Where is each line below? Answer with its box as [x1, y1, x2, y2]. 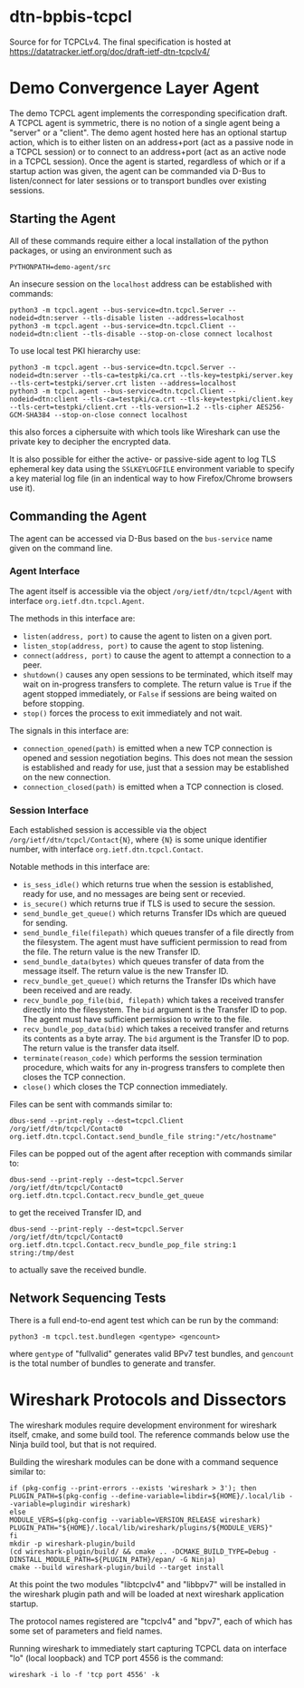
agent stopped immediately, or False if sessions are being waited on [22, 688, 278, 699]
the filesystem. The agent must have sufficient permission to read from [22, 937, 288, 948]
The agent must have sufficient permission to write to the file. [22, 1014, 252, 1025]
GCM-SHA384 [9, 410, 51, 419]
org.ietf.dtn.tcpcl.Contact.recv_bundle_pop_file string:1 [9, 1241, 237, 1250]
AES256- [256, 402, 285, 412]
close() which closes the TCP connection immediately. [22, 1081, 228, 1092]
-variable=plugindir [9, 1499, 88, 1508]
